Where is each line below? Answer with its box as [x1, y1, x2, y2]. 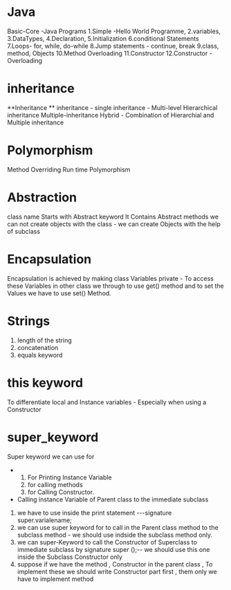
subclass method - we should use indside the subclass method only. [17, 531, 213, 539]
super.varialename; [17, 516, 73, 524]
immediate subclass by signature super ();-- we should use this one [17, 545, 210, 553]
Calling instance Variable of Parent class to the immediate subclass [17, 495, 209, 504]
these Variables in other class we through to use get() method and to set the [7, 282, 225, 290]
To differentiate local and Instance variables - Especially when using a [7, 398, 207, 406]
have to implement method [17, 575, 94, 583]
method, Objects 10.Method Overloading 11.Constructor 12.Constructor [7, 49, 208, 57]
